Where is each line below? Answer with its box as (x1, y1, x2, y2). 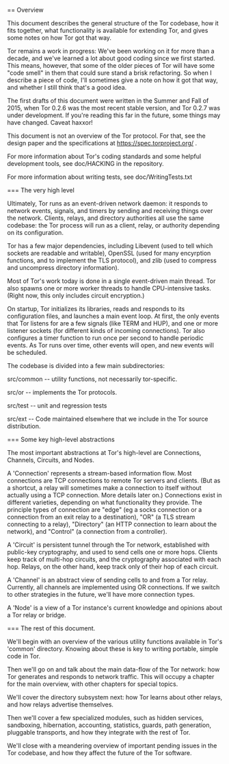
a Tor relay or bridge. (7, 611, 66, 619)
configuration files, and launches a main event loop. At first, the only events (7, 312, 220, 320)
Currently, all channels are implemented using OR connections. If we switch (7, 583, 220, 591)
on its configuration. (7, 229, 64, 236)
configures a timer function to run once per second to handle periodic (7, 334, 204, 342)
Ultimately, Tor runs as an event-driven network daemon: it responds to (7, 199, 208, 208)
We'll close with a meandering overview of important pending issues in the (7, 741, 217, 750)
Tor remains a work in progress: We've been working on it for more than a (7, 47, 215, 55)
